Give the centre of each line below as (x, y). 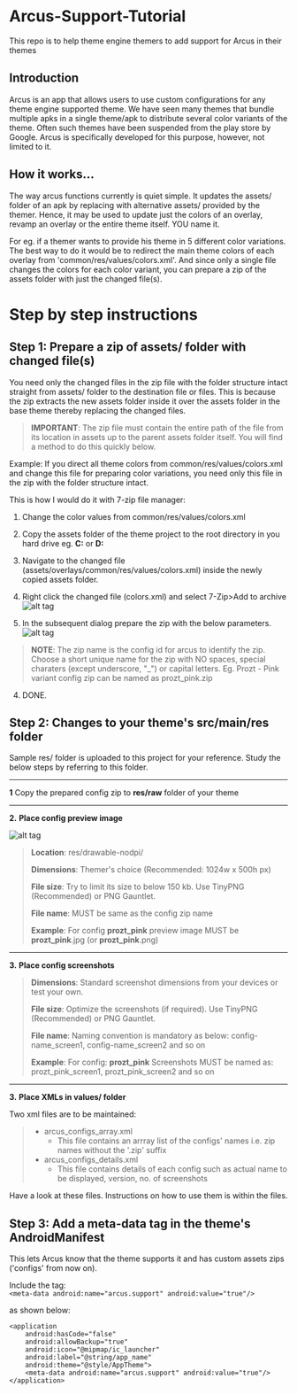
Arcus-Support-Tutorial (98, 16)
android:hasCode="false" (71, 1335)
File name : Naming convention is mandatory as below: (130, 1036)
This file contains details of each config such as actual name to (172, 1169)
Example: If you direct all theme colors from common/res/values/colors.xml (146, 463)
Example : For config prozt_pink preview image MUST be (135, 931)
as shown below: (40, 1310)
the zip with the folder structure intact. (79, 482)
